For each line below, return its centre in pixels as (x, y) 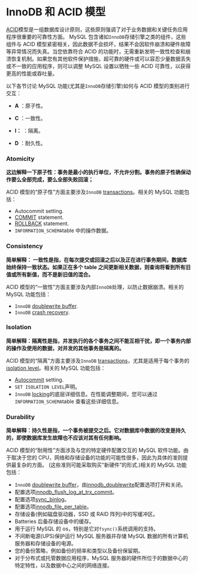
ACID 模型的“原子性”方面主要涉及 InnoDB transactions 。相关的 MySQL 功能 (95, 192)
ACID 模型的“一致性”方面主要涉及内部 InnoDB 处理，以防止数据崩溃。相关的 (95, 287)
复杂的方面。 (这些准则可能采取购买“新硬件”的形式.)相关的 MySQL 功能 (101, 465)
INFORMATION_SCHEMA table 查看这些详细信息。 (68, 401)
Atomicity (21, 158)
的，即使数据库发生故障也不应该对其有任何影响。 (65, 438)
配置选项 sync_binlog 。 (42, 499)
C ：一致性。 (30, 118)
